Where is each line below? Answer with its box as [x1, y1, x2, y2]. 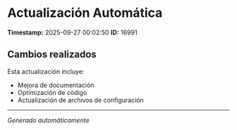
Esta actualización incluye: [7, 67, 85, 75]
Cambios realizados [7, 48, 97, 60]
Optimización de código [17, 88, 87, 96]
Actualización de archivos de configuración [17, 96, 145, 104]
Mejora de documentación [17, 81, 95, 89]
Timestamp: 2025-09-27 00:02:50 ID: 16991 [7, 28, 138, 37]
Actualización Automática [7, 5, 163, 21]
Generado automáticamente [7, 116, 90, 124]
